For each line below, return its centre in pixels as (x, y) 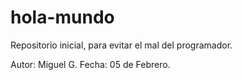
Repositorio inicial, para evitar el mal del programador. (121, 45)
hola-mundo (62, 17)
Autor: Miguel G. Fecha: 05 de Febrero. (90, 64)
